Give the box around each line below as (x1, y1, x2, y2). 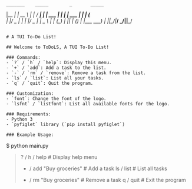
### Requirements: (6, 111, 51, 117)
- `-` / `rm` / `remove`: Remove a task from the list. (6, 70, 146, 76)
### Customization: (6, 91, 54, 97)
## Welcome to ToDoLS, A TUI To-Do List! (6, 44, 110, 50)
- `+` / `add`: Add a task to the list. (6, 65, 107, 71)
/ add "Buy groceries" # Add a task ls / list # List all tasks (29, 165, 168, 172)
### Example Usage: (6, 132, 54, 138)
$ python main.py (6, 142, 49, 149)
